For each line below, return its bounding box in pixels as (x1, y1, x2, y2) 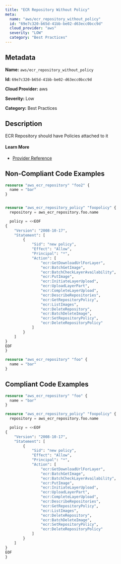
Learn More (5, 144, 30, 150)
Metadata (5, 53, 36, 62)
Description (5, 120, 42, 128)
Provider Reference (12, 155, 52, 161)
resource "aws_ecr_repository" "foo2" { (5, 182, 90, 188)
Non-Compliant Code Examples (5, 169, 105, 178)
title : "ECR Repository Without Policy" (5, 7, 90, 12)
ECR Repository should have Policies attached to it (5, 133, 108, 139)
